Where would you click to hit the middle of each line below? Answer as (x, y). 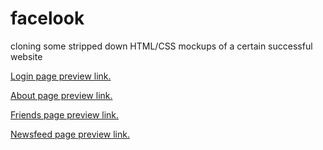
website (26, 56)
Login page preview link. (61, 76)
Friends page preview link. (65, 114)
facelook (47, 18)
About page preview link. (61, 95)
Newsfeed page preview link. (70, 134)
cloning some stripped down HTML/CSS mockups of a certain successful (161, 46)
